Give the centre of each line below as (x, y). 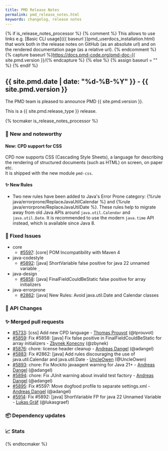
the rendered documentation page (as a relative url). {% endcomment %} (81, 50)
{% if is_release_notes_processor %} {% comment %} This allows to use (80, 34)
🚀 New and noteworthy (34, 134)
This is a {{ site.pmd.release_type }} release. (51, 111)
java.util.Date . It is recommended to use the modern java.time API (83, 217)
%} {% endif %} (22, 65)
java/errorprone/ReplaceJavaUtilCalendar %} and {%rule (71, 201)
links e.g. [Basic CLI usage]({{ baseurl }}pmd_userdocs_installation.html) (80, 39)
